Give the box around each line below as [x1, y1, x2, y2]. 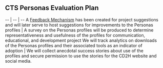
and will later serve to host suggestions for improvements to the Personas [5, 22, 154, 28]
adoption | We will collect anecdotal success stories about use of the [5, 48, 144, 53]
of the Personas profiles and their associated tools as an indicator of [5, 42, 143, 48]
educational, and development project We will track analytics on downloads [5, 37, 157, 43]
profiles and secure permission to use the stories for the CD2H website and [5, 53, 157, 59]
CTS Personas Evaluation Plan [5, 4, 99, 12]
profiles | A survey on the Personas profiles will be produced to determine [5, 27, 154, 33]
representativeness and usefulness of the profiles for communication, [5, 32, 145, 38]
